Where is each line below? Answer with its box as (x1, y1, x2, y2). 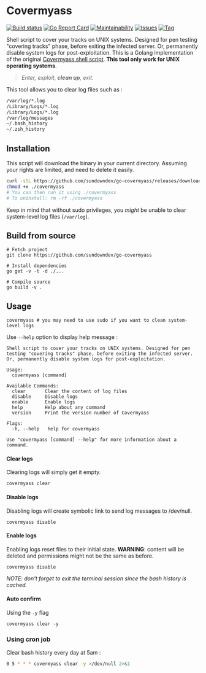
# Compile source (6, 279, 51, 286)
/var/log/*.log (6, 98, 45, 104)
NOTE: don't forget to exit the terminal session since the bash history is (6, 575, 187, 582)
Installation (6, 143, 50, 154)
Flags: (6, 421, 23, 427)
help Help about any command (12, 405, 105, 411)
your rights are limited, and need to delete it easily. (6, 166, 134, 173)
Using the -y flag (6, 609, 49, 616)
